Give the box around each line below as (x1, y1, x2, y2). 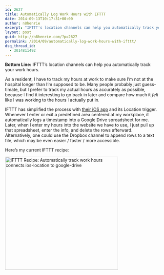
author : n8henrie (5, 21, 41, 26)
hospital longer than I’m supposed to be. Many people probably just (5, 81, 141, 87)
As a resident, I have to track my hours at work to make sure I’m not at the (5, 76, 154, 82)
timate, (5, 86, 19, 92)
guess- (142, 81, 156, 87)
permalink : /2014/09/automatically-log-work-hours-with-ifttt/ (5, 39, 137, 44)
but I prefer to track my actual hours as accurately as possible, (20, 86, 145, 92)
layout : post (5, 30, 32, 35)
